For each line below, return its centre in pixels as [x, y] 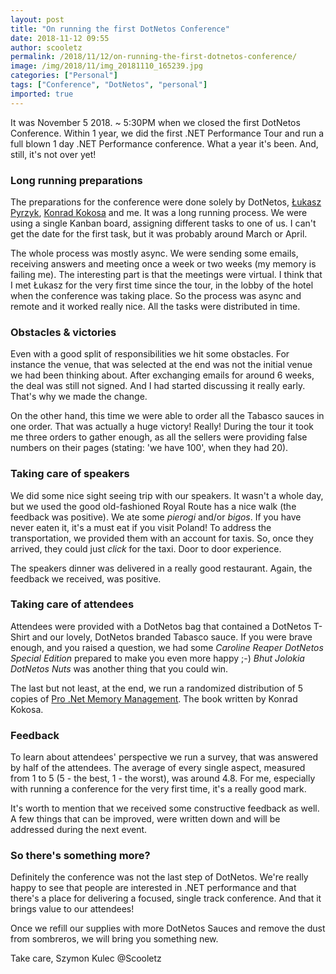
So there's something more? [80, 856]
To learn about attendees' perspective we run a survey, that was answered [164, 757]
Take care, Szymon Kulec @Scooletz [86, 958]
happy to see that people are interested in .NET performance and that [153, 888]
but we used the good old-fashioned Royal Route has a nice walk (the [153, 506]
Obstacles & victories [63, 332]
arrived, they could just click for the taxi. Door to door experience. [146, 548]
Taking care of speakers [70, 474]
